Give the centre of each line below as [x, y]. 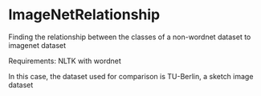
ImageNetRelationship [84, 15]
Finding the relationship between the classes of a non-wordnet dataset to [130, 37]
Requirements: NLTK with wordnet [65, 61]
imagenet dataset [37, 45]
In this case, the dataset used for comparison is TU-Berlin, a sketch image [131, 76]
